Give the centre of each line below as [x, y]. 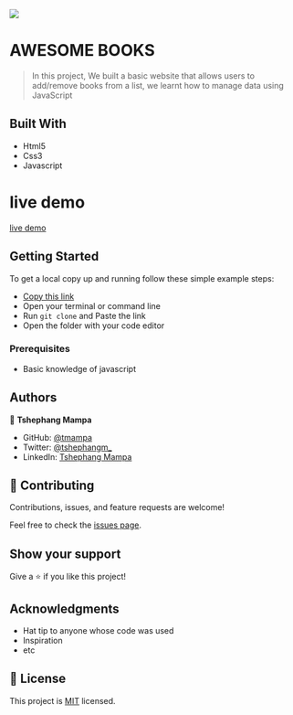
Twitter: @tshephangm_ [67, 447]
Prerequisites [40, 349]
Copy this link [48, 296]
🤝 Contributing [52, 486]
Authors [33, 398]
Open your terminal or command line [92, 305]
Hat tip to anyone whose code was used [98, 631]
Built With [38, 124]
